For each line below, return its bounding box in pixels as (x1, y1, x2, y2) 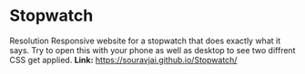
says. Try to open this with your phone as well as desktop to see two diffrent (9, 44, 296, 55)
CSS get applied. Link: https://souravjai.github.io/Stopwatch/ (9, 54, 238, 65)
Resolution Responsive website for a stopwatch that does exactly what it (9, 35, 280, 46)
